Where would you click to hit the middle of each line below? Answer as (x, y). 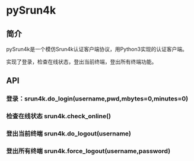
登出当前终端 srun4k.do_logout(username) (69, 134)
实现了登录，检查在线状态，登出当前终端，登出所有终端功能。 (82, 62)
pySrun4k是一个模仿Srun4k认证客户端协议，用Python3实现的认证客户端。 (97, 49)
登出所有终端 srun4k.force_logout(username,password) (88, 151)
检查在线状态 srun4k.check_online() (59, 116)
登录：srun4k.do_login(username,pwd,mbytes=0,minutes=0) (97, 99)
